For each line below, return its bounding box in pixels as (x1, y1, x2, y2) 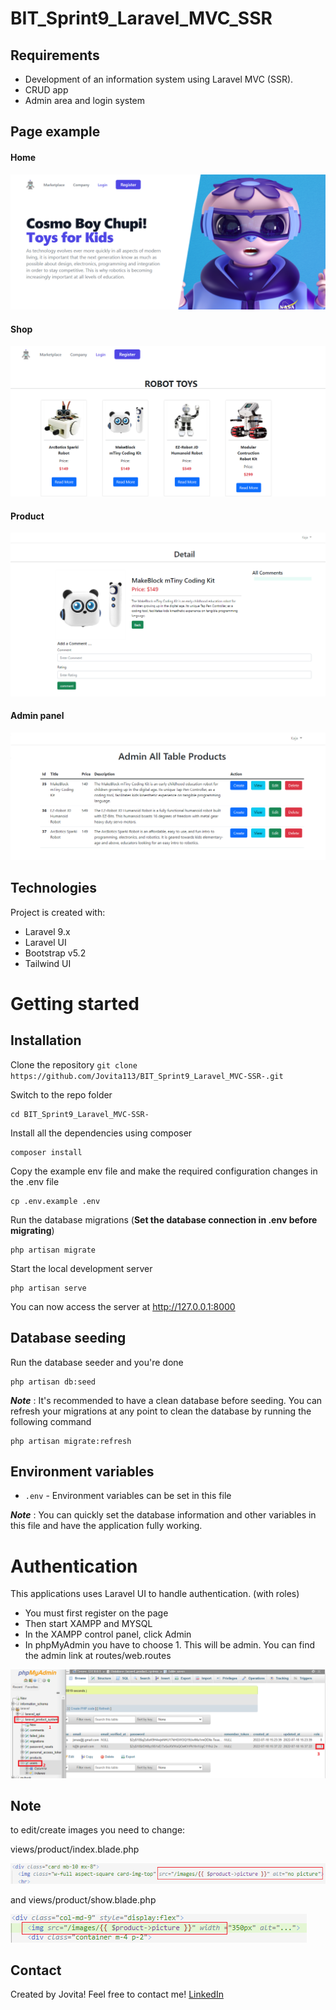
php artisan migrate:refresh (10, 1436, 132, 1446)
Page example (10, 123, 101, 141)
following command (10, 1415, 92, 1427)
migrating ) (10, 1224, 55, 1236)
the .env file (10, 1175, 60, 1187)
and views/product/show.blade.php (10, 1893, 157, 1906)
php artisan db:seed (10, 1377, 97, 1387)
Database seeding (10, 1330, 127, 1347)
